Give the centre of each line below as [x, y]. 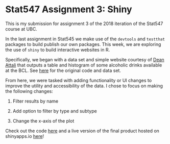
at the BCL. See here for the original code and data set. [63, 70]
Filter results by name [35, 101]
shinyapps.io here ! [25, 136]
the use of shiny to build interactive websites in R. [58, 50]
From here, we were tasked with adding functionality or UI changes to [79, 80]
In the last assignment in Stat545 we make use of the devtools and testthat [85, 39]
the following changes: [29, 91]
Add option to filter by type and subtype [55, 111]
